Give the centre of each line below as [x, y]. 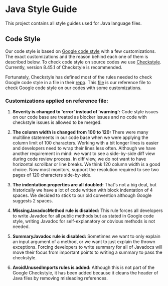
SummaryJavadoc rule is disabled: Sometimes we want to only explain [86, 236]
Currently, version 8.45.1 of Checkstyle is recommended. [64, 67]
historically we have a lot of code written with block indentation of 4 [82, 190]
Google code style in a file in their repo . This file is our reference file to [78, 82]
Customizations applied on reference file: [57, 101]
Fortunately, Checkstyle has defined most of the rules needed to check [78, 77]
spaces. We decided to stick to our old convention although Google [82, 195]
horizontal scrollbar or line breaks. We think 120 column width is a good [86, 164]
